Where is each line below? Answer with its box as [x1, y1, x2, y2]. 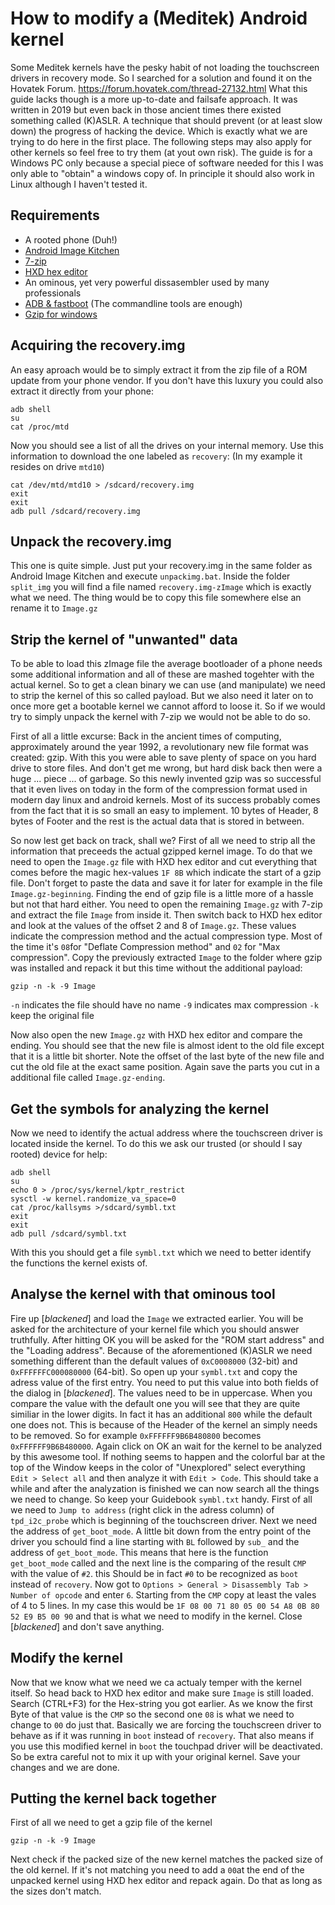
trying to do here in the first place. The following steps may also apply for [10, 135, 313, 147]
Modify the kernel [10, 1650, 123, 1667]
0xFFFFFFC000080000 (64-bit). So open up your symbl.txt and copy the [10, 1365, 298, 1377]
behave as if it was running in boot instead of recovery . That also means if [10, 1729, 315, 1741]
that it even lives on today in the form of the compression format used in [10, 783, 308, 796]
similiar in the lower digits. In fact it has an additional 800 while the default [10, 1408, 313, 1420]
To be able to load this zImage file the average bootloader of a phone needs [10, 658, 323, 670]
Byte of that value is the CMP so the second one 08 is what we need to [10, 1708, 295, 1720]
